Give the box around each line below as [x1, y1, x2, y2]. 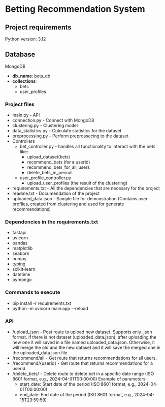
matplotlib [12, 245, 33, 251]
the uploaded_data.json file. [12, 350, 69, 355]
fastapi [12, 230, 27, 236]
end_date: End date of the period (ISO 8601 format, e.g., [19, 392, 133, 397]
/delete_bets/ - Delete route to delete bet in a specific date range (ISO [12, 371, 154, 376]
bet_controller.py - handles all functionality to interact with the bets [19, 144, 156, 150]
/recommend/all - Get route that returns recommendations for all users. [12, 355, 157, 361]
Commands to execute [5, 289, 61, 296]
